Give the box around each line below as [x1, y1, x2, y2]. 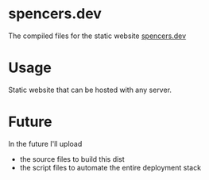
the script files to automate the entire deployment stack [19, 163, 201, 172]
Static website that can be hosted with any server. [8, 85, 172, 94]
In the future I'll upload [8, 139, 83, 148]
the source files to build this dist [19, 154, 125, 163]
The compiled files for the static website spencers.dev [8, 31, 187, 40]
